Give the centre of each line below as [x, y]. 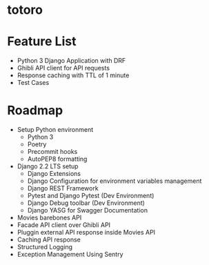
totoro [25, 10]
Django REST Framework [63, 188]
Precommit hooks [52, 152]
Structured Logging [45, 247]
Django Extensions [54, 174]
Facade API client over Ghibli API [64, 225]
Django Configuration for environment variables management [115, 181]
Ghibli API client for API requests [63, 68]
